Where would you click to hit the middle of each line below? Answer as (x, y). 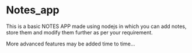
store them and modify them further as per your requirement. (79, 32)
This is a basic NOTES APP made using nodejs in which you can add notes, (96, 26)
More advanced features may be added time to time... (71, 44)
